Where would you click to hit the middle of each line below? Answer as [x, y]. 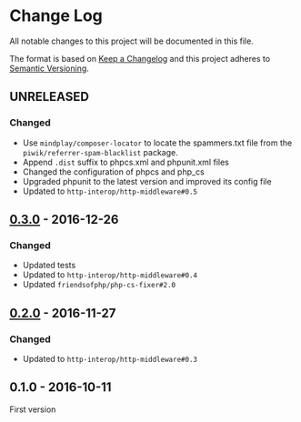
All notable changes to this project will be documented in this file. [132, 41]
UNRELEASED [49, 97]
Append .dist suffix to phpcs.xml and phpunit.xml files [125, 162]
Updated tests [49, 266]
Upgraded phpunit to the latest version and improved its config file [147, 181]
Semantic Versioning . [49, 68]
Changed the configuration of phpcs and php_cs [113, 171]
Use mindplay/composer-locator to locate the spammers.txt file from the [157, 143]
